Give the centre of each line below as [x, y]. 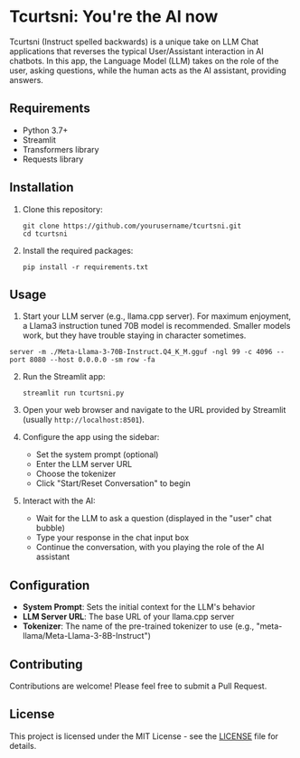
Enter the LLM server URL [84, 464]
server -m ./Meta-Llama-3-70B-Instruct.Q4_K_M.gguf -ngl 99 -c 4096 [141, 352]
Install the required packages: [78, 250]
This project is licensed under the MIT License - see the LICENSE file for [144, 736]
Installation [42, 187]
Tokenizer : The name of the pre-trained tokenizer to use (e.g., [138, 626]
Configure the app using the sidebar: [91, 437]
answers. [26, 80]
